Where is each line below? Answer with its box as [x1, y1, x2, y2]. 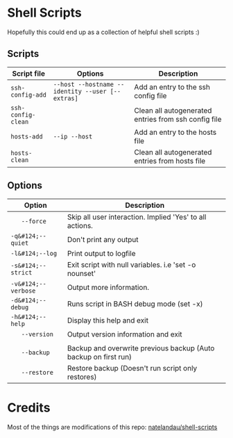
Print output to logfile [67, 248, 136, 258]
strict [10, 268, 33, 276]
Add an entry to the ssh [134, 82, 210, 92]
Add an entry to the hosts [134, 127, 217, 137]
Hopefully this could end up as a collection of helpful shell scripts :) [7, 28, 200, 36]
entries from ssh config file [134, 114, 222, 124]
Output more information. [67, 282, 150, 292]
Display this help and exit [67, 315, 149, 325]
